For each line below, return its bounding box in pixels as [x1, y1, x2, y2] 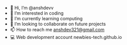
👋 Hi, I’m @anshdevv [10, 5, 54, 11]
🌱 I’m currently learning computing [10, 16, 83, 21]
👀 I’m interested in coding [10, 10, 64, 16]
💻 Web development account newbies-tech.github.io [10, 34, 122, 40]
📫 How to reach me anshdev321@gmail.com [10, 27, 105, 32]
